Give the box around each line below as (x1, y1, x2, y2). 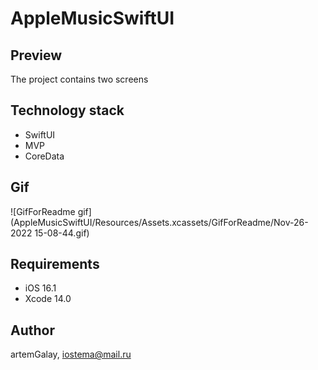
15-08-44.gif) (34, 227, 90, 239)
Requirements (10, 256, 100, 273)
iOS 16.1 (24, 282, 57, 294)
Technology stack (10, 102, 125, 119)
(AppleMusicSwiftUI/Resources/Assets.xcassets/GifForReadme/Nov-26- (10, 216, 309, 228)
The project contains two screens (10, 73, 149, 85)
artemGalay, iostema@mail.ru (10, 348, 132, 361)
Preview (10, 47, 63, 64)
